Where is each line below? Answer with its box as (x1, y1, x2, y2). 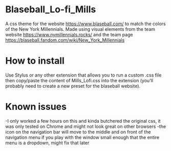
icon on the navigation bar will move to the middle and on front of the (5, 128, 151, 135)
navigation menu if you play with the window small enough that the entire (5, 134, 160, 140)
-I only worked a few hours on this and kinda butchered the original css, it (5, 118, 161, 124)
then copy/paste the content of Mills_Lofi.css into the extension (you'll (5, 77, 154, 83)
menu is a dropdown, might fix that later (5, 140, 90, 146)
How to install (5, 55, 65, 67)
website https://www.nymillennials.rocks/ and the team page (5, 31, 133, 37)
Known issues (5, 101, 67, 112)
